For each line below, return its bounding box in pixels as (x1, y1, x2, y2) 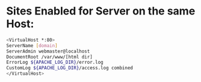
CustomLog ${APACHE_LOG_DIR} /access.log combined (6, 65, 134, 71)
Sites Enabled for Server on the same (6, 4, 196, 18)
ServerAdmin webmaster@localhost (6, 48, 90, 54)
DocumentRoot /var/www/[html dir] (6, 54, 93, 60)
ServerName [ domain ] (6, 42, 58, 49)
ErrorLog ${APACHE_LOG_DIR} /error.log (6, 59, 104, 66)
